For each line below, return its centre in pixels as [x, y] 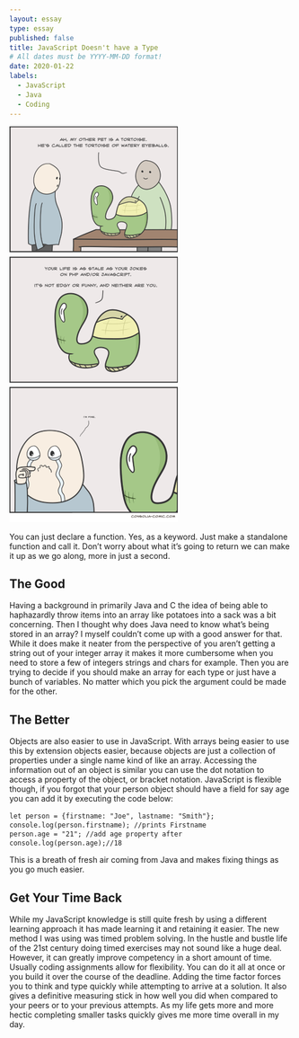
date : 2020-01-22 [42, 67]
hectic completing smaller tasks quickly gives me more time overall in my [145, 1015]
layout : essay [36, 19]
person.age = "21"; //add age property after [96, 834]
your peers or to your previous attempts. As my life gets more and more [141, 1005]
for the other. [34, 691]
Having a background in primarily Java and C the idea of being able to [139, 606]
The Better [40, 719]
